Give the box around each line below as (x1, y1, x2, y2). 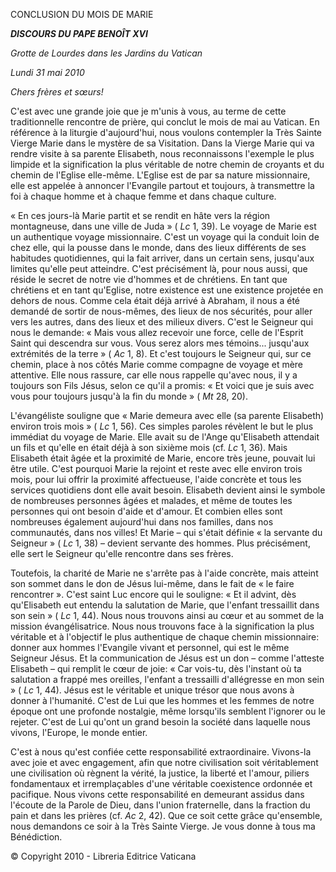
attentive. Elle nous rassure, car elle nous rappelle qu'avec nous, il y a (10, 369, 298, 381)
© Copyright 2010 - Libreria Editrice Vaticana (10, 850, 197, 862)
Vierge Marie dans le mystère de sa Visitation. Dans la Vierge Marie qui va (10, 137, 315, 149)
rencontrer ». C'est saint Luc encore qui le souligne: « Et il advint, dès (10, 589, 297, 600)
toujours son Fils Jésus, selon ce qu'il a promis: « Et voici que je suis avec (10, 380, 315, 391)
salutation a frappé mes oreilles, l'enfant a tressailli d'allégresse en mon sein (10, 674, 325, 685)
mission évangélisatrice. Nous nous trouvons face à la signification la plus (10, 620, 315, 632)
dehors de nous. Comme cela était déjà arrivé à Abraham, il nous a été (10, 295, 301, 306)
